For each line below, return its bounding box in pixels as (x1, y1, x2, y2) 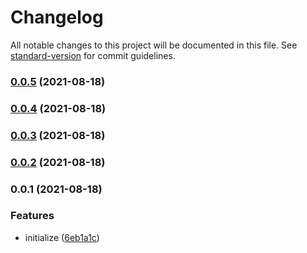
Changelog (10, 6, 104, 29)
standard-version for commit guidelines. (10, 49, 176, 61)
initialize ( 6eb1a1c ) (24, 231, 100, 243)
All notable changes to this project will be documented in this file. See (10, 39, 298, 51)
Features (10, 209, 55, 223)
